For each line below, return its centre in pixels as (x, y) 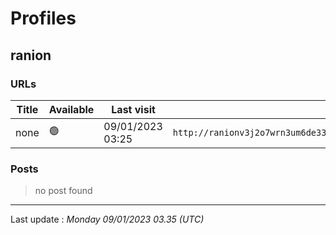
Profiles (43, 18)
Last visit (133, 109)
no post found (63, 191)
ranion (31, 55)
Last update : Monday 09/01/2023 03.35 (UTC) (107, 219)
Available (71, 109)
